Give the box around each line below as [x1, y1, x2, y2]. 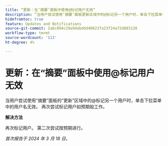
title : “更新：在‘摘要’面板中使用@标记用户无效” [5, 7, 96, 12]
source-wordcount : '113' [5, 35, 57, 40]
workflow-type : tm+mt [5, 30, 50, 35]
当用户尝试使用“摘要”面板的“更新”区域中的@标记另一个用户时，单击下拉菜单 [5, 97, 162, 103]
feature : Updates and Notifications [5, 21, 81, 26]
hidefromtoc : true [5, 16, 43, 21]
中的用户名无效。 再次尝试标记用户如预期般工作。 [5, 103, 107, 109]
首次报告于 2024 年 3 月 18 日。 [5, 135, 70, 141]
